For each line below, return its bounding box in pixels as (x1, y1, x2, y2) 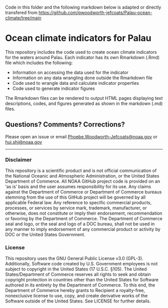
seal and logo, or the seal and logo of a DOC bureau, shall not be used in (5, 221, 155, 227)
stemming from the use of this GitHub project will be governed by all (5, 194, 146, 200)
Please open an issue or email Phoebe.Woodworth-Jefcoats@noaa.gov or (5, 133, 157, 139)
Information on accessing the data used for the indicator (12, 69, 129, 75)
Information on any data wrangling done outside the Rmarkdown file (12, 75, 152, 81)
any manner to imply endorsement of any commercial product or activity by (5, 226, 161, 232)
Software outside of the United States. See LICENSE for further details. (5, 298, 151, 304)
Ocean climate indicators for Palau (5, 33, 151, 44)
